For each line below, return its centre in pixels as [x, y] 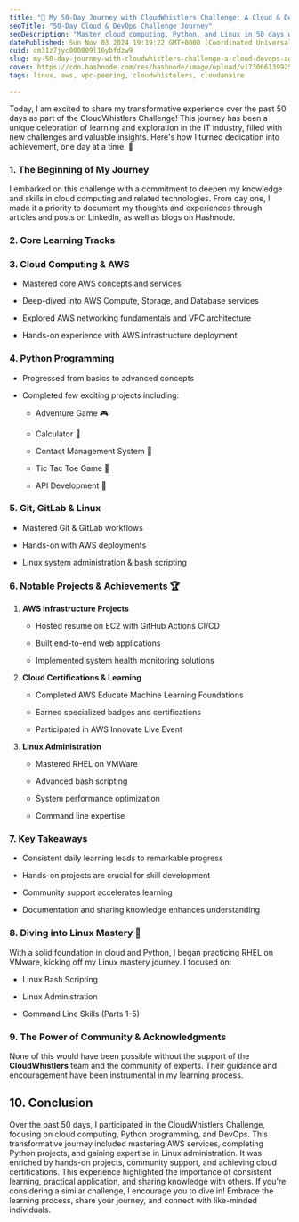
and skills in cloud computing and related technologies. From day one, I [140, 199]
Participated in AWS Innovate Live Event [109, 729]
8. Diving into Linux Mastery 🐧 [75, 933]
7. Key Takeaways [48, 839]
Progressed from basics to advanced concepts [108, 378]
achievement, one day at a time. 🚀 [71, 146]
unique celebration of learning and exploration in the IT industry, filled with [146, 127]
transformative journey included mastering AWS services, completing [137, 1143]
